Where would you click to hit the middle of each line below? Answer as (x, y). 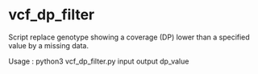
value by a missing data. (48, 45)
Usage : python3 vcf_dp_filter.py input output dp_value (99, 61)
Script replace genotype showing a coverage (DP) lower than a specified (129, 37)
